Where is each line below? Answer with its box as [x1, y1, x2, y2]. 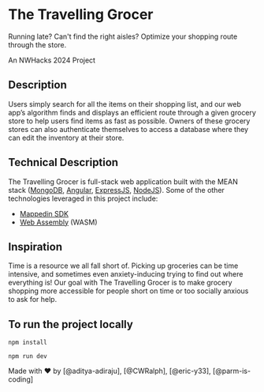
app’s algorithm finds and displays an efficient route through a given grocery [8, 107, 256, 117]
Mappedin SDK [19, 209, 69, 218]
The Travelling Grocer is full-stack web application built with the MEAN [8, 176, 238, 187]
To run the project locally [8, 318, 134, 331]
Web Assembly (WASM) [19, 217, 98, 227]
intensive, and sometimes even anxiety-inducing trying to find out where [8, 269, 244, 279]
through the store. [8, 40, 67, 49]
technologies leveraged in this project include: [8, 194, 158, 203]
